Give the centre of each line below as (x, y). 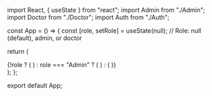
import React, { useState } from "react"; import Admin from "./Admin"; (106, 10)
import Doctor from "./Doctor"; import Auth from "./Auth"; (88, 17)
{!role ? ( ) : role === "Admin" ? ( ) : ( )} (62, 65)
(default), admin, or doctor (45, 38)
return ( (18, 51)
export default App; (35, 85)
